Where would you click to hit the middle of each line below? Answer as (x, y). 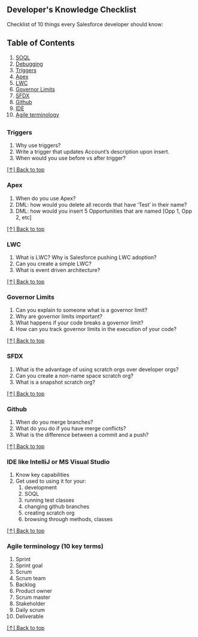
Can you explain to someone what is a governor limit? (81, 310)
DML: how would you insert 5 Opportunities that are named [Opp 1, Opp (104, 211)
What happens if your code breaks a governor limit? (79, 323)
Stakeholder (30, 604)
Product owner (34, 591)
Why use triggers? (38, 145)
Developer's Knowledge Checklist (71, 10)
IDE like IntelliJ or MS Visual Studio (58, 461)
